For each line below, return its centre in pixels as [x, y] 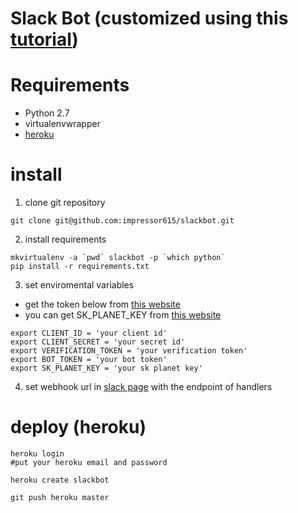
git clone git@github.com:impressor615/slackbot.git [122, 221]
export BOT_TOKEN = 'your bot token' [89, 360]
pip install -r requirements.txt [80, 267]
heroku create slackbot [60, 480]
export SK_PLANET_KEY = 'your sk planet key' [106, 368]
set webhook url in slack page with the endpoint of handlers [148, 387]
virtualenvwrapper [62, 124]
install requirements [65, 239]
